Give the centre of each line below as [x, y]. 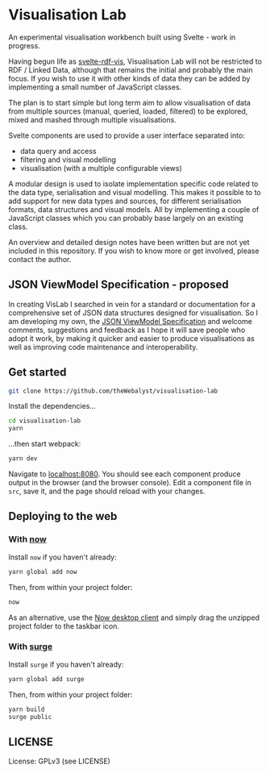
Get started [37, 372]
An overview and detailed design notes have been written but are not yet [129, 242]
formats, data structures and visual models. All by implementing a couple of [134, 209]
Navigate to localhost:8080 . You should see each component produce [125, 474]
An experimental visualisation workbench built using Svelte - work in [122, 37]
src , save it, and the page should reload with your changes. [107, 491]
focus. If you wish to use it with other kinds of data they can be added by [129, 78]
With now [27, 539]
